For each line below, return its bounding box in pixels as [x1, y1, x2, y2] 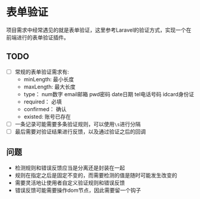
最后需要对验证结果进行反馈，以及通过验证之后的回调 [14, 128, 146, 135]
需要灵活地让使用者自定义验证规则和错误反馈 [14, 179, 125, 186]
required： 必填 [23, 98, 62, 105]
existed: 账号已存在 [23, 113, 72, 120]
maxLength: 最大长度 [23, 83, 76, 90]
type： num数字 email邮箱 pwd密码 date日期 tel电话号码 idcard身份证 [23, 90, 195, 97]
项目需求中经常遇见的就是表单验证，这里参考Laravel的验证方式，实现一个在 [6, 26, 192, 33]
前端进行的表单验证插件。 [6, 33, 69, 41]
